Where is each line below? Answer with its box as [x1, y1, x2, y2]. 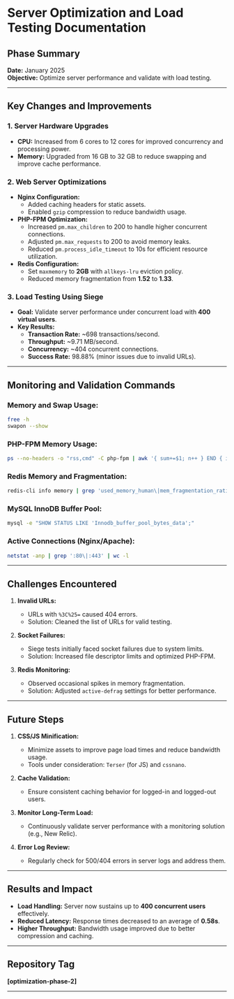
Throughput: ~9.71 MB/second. [27, 338, 119, 346]
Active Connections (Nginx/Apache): [7, 536, 135, 546]
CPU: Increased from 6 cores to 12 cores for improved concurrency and [17, 137, 224, 145]
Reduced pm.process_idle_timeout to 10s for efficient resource [27, 245, 208, 253]
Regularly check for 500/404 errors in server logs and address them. [27, 856, 226, 865]
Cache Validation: [17, 774, 71, 782]
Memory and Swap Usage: [7, 400, 99, 410]
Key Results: [17, 323, 55, 331]
